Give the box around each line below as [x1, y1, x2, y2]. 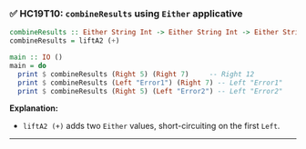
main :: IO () [9, 53, 64, 62]
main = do [9, 61, 47, 70]
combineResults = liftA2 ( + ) [9, 36, 120, 45]
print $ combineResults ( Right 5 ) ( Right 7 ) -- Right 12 [17, 69, 255, 79]
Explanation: [9, 103, 59, 114]
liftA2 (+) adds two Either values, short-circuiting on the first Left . [22, 121, 280, 132]
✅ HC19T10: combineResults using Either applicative [9, 7, 243, 20]
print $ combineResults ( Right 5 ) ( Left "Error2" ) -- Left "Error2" [17, 86, 283, 95]
